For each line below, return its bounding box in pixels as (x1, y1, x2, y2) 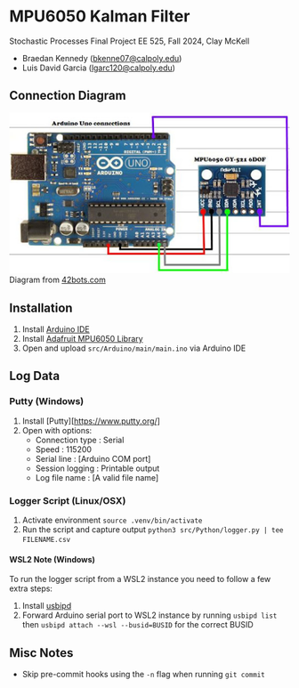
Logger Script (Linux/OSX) (9, 494, 126, 506)
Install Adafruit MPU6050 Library (21, 333, 144, 344)
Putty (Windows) (9, 395, 85, 408)
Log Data (9, 368, 61, 384)
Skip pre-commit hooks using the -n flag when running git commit (21, 668, 265, 679)
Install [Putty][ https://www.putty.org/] (21, 416, 160, 426)
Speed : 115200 (35, 443, 92, 455)
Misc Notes (9, 645, 74, 660)
